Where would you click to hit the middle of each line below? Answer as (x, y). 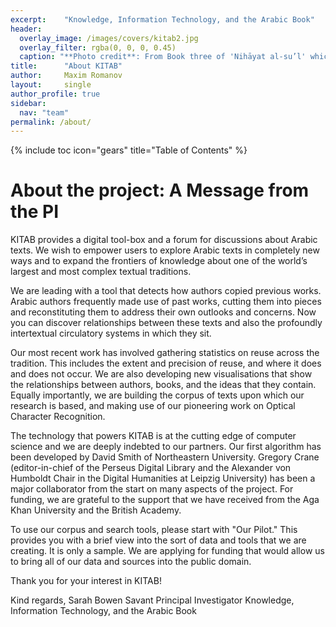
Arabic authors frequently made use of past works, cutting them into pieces (166, 302)
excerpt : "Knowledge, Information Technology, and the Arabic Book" (162, 19)
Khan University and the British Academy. (96, 510)
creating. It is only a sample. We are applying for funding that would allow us (167, 551)
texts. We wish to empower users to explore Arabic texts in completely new (165, 250)
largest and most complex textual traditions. (101, 272)
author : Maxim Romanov (66, 76)
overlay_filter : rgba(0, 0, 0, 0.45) (98, 47)
